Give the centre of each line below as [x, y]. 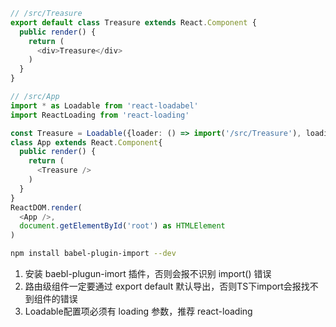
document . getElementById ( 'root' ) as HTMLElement [122, 226]
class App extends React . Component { [86, 142]
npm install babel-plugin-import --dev [93, 254]
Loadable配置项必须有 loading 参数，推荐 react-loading [138, 311]
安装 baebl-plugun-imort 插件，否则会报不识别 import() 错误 [148, 273]
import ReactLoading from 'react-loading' [100, 115]
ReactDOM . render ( [46, 207]
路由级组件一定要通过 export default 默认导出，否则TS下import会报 [163, 286]
